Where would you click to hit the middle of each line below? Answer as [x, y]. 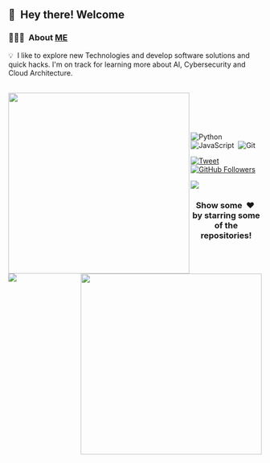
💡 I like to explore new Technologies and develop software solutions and [129, 55]
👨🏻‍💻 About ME [38, 38]
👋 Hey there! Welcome [66, 15]
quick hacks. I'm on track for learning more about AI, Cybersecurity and [127, 64]
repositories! [226, 236]
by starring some [226, 215]
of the [226, 225]
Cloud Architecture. [41, 72]
